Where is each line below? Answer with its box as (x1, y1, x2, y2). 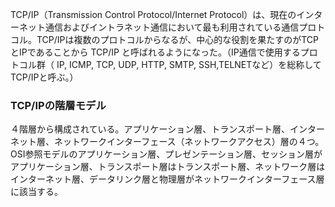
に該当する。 (10, 186, 63, 198)
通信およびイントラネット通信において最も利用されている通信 (44, 21, 300, 33)
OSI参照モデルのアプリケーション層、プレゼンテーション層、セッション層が (10, 148, 323, 160)
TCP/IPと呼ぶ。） (10, 71, 79, 83)
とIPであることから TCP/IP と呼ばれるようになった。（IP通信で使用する (10, 46, 301, 58)
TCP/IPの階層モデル (10, 98, 107, 112)
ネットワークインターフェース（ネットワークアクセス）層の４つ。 (53, 136, 325, 148)
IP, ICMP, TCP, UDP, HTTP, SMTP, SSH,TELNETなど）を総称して (56, 59, 322, 70)
